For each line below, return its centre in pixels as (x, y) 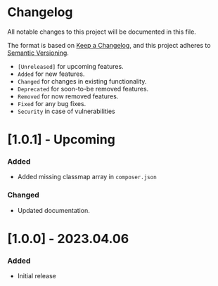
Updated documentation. (53, 210)
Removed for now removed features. (68, 96)
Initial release (37, 276)
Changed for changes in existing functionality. (82, 81)
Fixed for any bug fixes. (52, 103)
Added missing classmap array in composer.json (87, 177)
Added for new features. (51, 74)
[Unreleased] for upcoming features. (71, 66)
